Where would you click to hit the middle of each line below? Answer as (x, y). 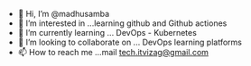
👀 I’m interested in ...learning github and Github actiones (122, 23)
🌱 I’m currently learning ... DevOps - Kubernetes (107, 33)
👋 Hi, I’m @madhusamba (64, 14)
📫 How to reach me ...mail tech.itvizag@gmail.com (113, 52)
